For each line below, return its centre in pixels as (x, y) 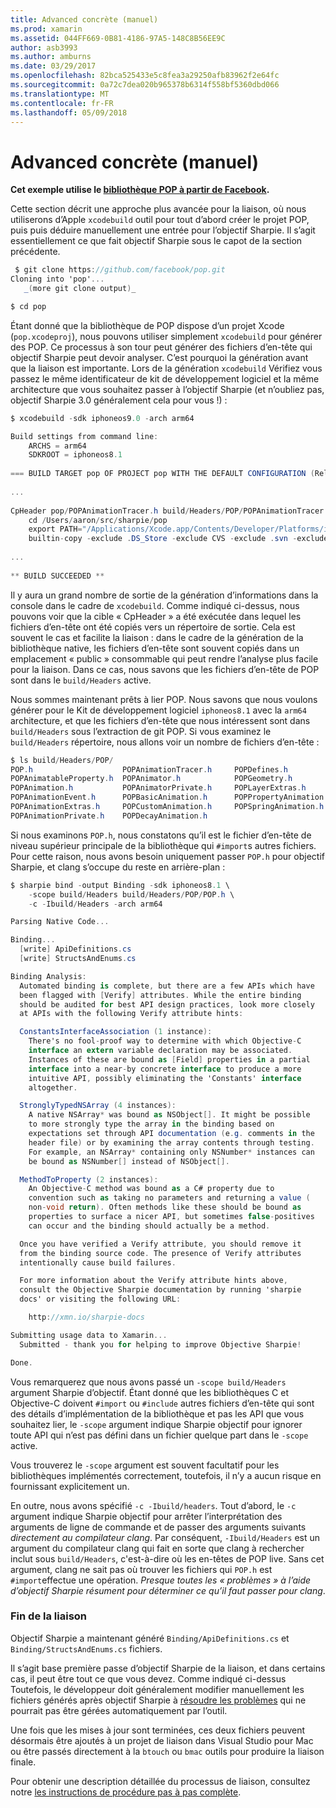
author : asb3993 (44, 47)
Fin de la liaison (49, 1616)
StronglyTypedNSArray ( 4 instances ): (98, 1106)
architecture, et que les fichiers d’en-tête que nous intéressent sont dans (160, 720)
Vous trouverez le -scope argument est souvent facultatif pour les (145, 1465)
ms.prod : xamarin (46, 29)
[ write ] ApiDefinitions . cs (75, 949)
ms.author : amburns (51, 57)
